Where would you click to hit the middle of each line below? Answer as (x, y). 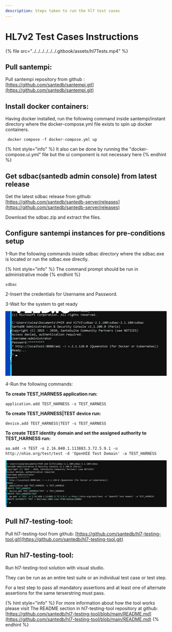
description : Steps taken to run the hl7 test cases (63, 11)
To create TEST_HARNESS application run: (51, 394)
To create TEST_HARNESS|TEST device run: (53, 413)
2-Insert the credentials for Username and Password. (61, 294)
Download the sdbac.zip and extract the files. (53, 217)
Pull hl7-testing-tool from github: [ (41, 534)
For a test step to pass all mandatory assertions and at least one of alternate (86, 587)
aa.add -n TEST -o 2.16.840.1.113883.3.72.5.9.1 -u (61, 448)
